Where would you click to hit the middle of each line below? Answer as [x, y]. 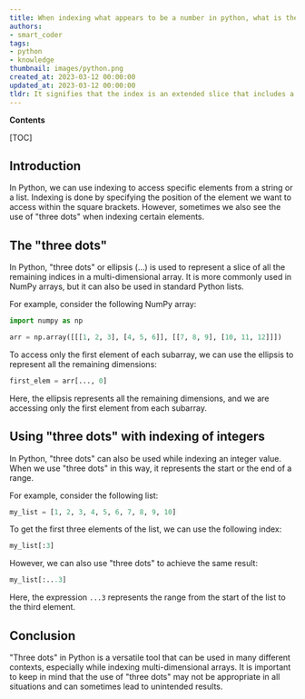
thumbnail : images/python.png [67, 69]
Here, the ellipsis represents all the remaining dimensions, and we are [139, 398]
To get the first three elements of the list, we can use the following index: [146, 529]
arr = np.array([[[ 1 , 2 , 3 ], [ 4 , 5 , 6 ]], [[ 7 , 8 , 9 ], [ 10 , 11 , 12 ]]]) [146, 337]
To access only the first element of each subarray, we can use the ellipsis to [152, 354]
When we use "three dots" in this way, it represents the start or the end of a [151, 468]
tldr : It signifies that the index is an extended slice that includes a [152, 94]
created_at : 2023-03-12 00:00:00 [73, 77]
